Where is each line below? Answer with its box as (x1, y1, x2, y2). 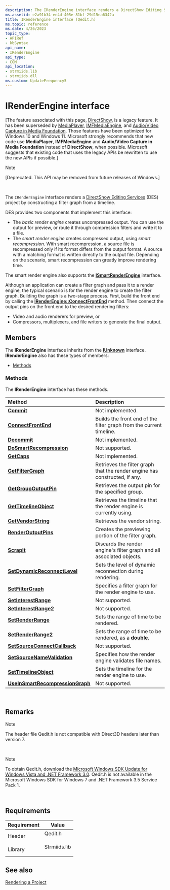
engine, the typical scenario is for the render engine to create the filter (5, 287, 152, 293)
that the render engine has (95, 467, 158, 474)
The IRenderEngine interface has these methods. (5, 386, 109, 392)
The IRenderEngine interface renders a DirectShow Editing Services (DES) (5, 194, 159, 200)
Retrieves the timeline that (95, 496, 157, 503)
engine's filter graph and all (95, 546, 160, 553)
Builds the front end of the (95, 415, 158, 422)
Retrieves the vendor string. (95, 517, 161, 524)
